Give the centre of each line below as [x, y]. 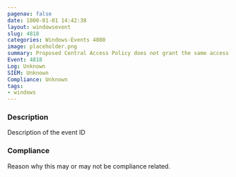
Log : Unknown [26, 66]
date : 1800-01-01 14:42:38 [47, 20]
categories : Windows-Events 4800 [57, 40]
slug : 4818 [23, 33]
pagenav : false [30, 14]
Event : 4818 [25, 60]
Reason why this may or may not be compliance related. [89, 166]
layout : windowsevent [39, 27]
